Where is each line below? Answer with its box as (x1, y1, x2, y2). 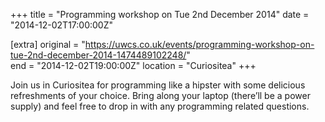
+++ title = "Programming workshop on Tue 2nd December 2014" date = (10, 9, 310, 20)
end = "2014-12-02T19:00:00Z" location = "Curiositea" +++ (10, 60, 257, 71)
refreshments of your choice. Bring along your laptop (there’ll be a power (10, 90, 311, 101)
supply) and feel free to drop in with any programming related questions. (10, 100, 310, 112)
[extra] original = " (10, 39, 86, 50)
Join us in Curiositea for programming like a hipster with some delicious (10, 79, 306, 91)
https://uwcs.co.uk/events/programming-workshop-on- (84, 39, 315, 50)
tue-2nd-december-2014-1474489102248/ (10, 49, 187, 61)
